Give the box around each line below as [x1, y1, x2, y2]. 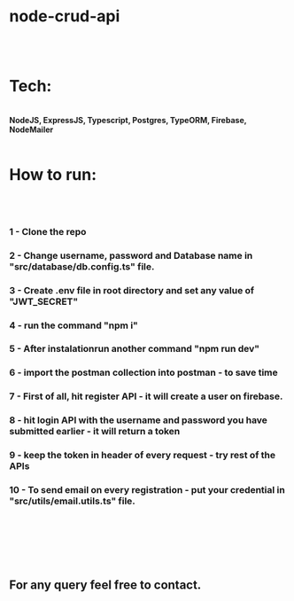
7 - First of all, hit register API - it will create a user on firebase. [9, 390, 283, 402]
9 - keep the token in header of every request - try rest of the [9, 449, 276, 462]
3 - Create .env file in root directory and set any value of [9, 284, 255, 296]
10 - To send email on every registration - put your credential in [9, 484, 285, 496]
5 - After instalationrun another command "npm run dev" [9, 343, 259, 355]
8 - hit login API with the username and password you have [9, 414, 268, 426]
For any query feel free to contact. [9, 578, 202, 593]
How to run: [9, 165, 97, 185]
